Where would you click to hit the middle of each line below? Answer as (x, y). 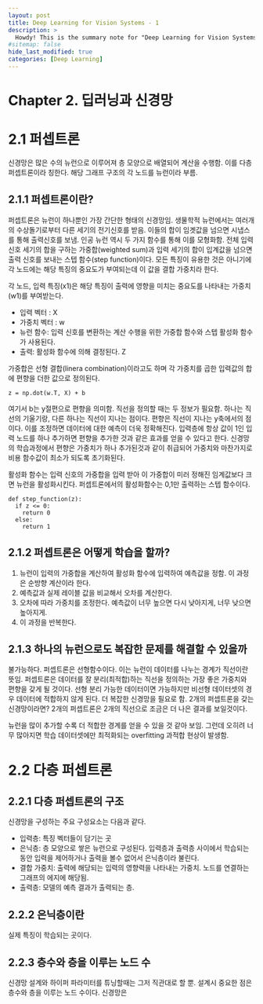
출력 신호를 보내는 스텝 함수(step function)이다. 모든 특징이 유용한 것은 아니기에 (130, 259)
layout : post (29, 15)
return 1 (36, 526)
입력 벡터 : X (38, 312)
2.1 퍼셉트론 (44, 139)
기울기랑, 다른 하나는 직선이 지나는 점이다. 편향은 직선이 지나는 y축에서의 (133, 418)
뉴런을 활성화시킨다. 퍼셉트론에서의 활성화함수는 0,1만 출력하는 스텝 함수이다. (133, 484)
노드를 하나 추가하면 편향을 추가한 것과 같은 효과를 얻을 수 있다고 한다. (122, 438)
